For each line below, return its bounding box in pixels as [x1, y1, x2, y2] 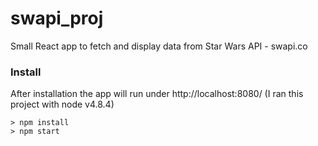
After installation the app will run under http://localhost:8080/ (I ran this [10, 88, 304, 100]
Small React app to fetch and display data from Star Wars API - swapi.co [10, 40, 308, 52]
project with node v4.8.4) [10, 98, 115, 111]
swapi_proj [10, 7, 104, 30]
